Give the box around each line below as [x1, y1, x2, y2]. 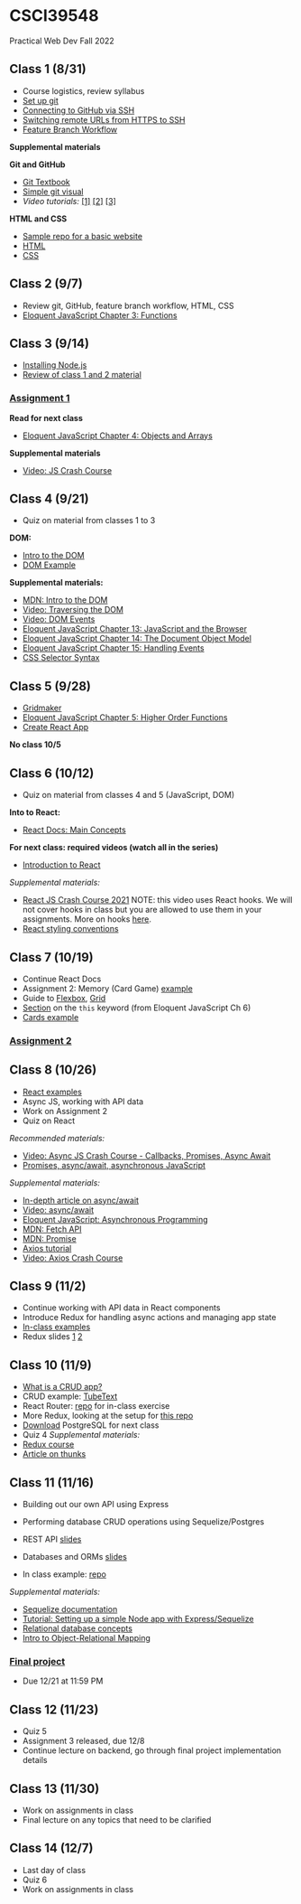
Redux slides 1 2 [22, 1331, 83, 1342]
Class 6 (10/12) [9, 765, 95, 781]
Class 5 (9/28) [9, 679, 92, 694]
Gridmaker [22, 702, 62, 714]
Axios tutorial [22, 1243, 72, 1253]
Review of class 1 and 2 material [22, 370, 142, 380]
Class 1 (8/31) [9, 61, 87, 77]
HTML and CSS [9, 213, 68, 224]
